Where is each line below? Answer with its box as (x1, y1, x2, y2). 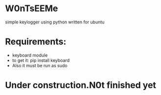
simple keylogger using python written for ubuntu (5, 19, 105, 25)
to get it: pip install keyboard (12, 57, 70, 63)
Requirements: (5, 36, 67, 47)
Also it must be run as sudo (12, 62, 68, 68)
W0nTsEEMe (5, 3, 58, 14)
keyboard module (12, 52, 48, 58)
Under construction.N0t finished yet (5, 80, 157, 91)
